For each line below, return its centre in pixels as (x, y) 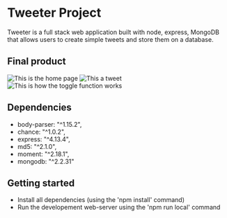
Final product (37, 62)
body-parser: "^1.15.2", (49, 124)
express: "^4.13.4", (44, 139)
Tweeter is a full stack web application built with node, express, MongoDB (113, 32)
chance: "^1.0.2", (41, 132)
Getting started (41, 183)
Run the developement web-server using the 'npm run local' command (119, 208)
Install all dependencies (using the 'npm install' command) (101, 200)
